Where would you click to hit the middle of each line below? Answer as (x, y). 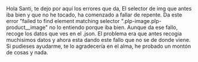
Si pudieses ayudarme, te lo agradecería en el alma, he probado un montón (99, 46)
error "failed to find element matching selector (63, 21)
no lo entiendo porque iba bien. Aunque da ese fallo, (113, 27)
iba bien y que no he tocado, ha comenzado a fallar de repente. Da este (94, 15)
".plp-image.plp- (141, 21)
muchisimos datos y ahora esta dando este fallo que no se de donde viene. (98, 40)
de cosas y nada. (27, 52)
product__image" (27, 27)
